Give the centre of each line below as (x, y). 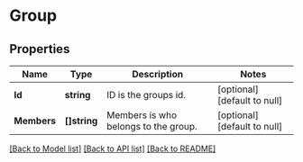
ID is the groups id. (147, 95)
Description (157, 74)
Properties (40, 49)
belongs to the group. (152, 126)
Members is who (142, 115)
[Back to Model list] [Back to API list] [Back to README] (113, 148)
